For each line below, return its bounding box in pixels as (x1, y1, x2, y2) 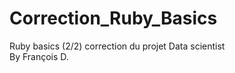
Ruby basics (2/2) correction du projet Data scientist (9, 40, 226, 52)
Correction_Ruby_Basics (9, 7, 218, 30)
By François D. (9, 50, 69, 62)
